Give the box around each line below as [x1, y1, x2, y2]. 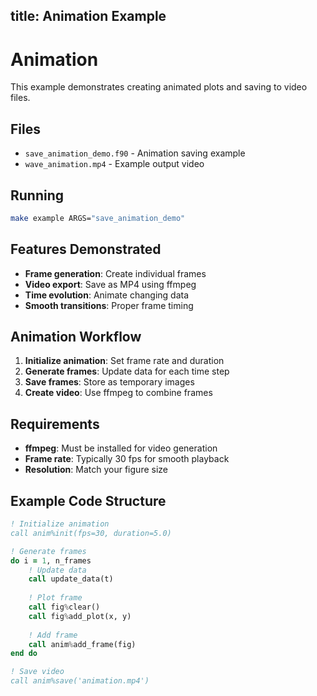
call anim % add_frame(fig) [28, 639, 137, 649]
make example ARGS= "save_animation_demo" [10, 213, 186, 223]
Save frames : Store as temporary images [24, 376, 195, 388]
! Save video [10, 667, 65, 677]
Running [10, 187, 65, 204]
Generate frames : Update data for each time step [24, 365, 230, 378]
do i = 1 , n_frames [10, 555, 92, 566]
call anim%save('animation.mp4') [10, 676, 150, 686]
